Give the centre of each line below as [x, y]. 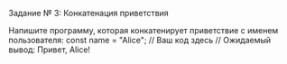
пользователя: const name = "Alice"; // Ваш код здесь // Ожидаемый [140, 40]
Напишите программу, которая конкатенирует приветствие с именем [143, 30]
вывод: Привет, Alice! [50, 50]
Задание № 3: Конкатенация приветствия [88, 13]
